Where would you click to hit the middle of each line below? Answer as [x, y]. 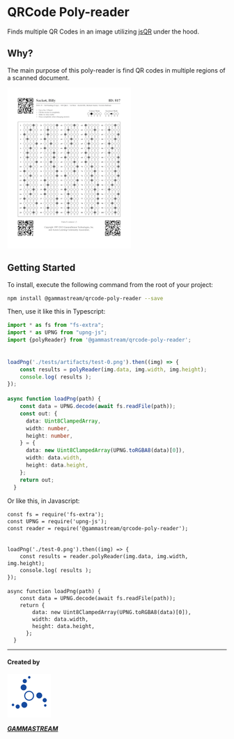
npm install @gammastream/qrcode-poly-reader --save [85, 298]
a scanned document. [38, 78]
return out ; [37, 480]
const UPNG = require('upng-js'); [57, 521]
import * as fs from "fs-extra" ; [56, 325]
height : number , [49, 436]
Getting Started [41, 268]
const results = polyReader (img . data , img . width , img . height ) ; [114, 369]
